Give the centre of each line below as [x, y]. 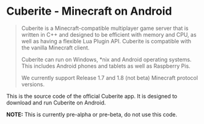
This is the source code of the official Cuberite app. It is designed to [92, 96]
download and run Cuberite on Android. [56, 103]
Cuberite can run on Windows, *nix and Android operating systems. [106, 59]
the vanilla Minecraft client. [55, 48]
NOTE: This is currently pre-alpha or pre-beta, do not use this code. [92, 114]
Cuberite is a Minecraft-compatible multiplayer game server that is [105, 28]
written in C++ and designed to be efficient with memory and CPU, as [109, 34]
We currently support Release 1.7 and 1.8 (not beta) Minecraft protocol [110, 78]
